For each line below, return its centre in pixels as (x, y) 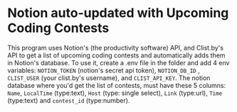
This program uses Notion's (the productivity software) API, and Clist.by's (116, 47)
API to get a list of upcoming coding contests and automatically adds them (116, 55)
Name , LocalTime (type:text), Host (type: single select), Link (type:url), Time (115, 93)
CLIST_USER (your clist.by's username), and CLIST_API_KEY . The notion (109, 78)
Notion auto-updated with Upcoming (118, 13)
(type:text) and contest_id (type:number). (69, 100)
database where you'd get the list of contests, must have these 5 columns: (117, 85)
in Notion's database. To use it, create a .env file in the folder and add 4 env (118, 62)
